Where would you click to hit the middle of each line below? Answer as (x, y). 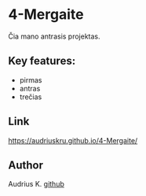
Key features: (42, 61)
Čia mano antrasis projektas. (54, 36)
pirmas (31, 80)
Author (26, 165)
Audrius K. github (36, 184)
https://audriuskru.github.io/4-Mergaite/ (73, 140)
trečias (31, 97)
